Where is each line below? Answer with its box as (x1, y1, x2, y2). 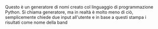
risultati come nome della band (5, 19, 68, 25)
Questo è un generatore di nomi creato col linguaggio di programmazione (5, 4, 154, 10)
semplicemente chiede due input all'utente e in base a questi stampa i (5, 14, 146, 20)
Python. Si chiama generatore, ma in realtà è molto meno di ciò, (5, 9, 133, 15)
